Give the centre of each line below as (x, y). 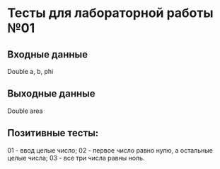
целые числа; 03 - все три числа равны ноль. (76, 158)
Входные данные (48, 54)
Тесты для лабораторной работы (110, 13)
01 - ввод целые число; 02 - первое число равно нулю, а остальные (110, 150)
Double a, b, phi (30, 71)
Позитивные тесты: (53, 133)
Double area (25, 111)
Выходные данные (51, 94)
